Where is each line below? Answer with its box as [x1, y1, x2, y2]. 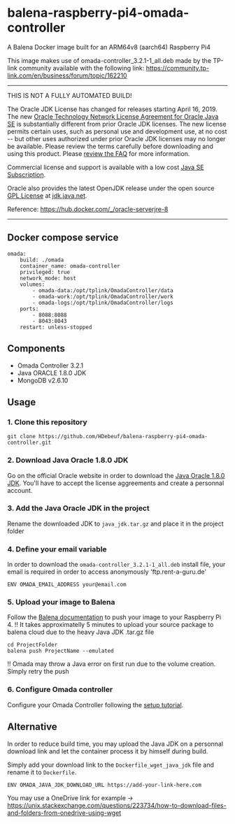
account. [7, 486, 33, 494]
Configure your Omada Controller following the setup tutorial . [7, 700, 184, 709]
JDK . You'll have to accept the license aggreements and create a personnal [7, 479, 225, 487]
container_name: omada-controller [20, 262, 120, 270]
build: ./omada [20, 256, 64, 263]
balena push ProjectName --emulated [7, 648, 114, 655]
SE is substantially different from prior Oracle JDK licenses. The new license [7, 120, 227, 128]
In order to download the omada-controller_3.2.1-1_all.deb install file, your [7, 561, 226, 569]
